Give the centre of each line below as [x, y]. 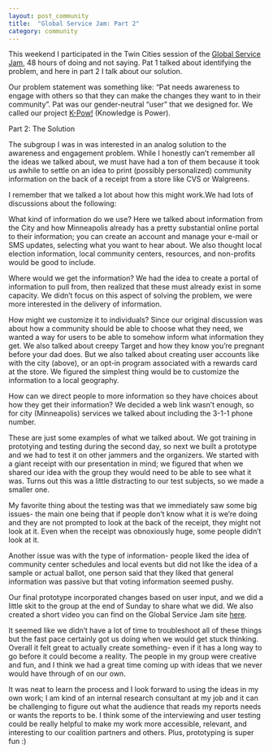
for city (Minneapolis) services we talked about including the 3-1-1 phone [131, 413]
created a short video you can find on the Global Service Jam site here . [128, 615]
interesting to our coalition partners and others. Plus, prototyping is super [131, 733]
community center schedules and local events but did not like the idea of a [133, 564]
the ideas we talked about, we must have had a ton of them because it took [134, 162]
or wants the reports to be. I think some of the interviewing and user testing [135, 716]
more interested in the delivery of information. [85, 304]
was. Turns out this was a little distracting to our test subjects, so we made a [136, 481]
